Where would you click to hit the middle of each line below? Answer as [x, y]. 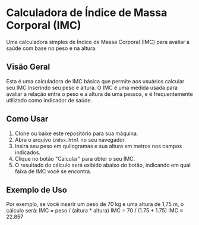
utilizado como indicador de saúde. [49, 100]
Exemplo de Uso [37, 190]
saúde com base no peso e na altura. [51, 48]
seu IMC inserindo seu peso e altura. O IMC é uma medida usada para [92, 87]
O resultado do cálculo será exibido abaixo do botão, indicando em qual [103, 165]
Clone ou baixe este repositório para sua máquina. [76, 133]
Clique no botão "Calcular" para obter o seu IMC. [75, 158]
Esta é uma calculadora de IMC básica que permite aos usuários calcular [95, 81]
